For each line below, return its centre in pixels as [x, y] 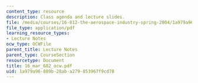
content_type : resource [35, 11]
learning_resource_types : [38, 33]
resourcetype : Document [35, 60]
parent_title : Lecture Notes [42, 50]
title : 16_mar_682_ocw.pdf [39, 66]
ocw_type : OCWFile [29, 44]
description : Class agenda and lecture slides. [66, 17]
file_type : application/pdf [41, 28]
